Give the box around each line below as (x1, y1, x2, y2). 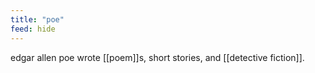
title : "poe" (10, 14, 65, 25)
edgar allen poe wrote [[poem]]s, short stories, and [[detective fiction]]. (10, 51, 305, 63)
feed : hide (10, 24, 56, 34)
